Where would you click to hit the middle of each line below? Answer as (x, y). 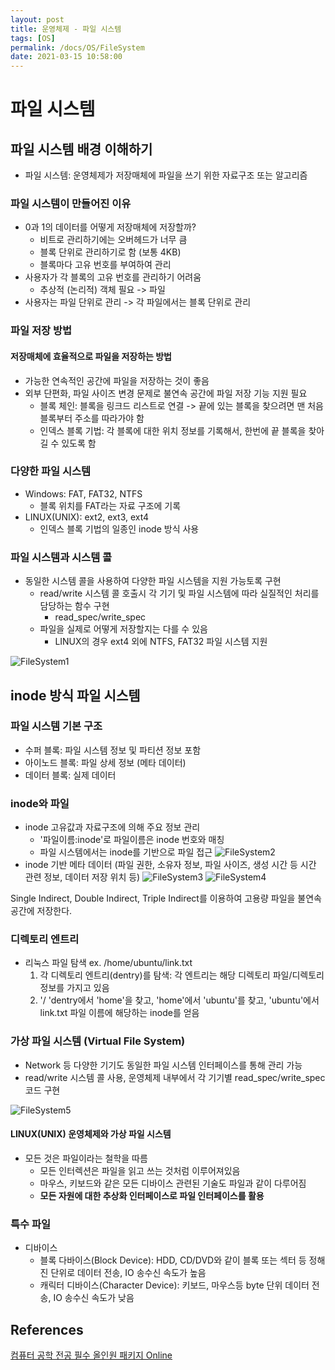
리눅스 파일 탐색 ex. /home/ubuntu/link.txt (108, 963)
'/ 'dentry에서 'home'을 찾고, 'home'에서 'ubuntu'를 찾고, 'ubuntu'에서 (179, 1000)
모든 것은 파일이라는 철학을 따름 (86, 1158)
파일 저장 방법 (41, 331)
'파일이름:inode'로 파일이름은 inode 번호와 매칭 (132, 840)
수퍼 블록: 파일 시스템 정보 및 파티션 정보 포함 (113, 750)
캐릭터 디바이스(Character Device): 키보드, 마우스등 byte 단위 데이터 (174, 1285)
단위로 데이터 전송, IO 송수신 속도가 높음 (128, 1273)
